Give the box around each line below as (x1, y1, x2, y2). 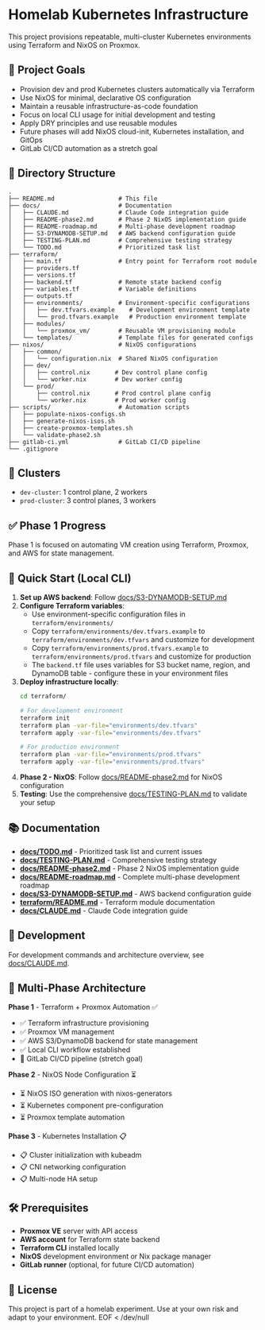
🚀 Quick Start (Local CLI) (8, 571, 132, 585)
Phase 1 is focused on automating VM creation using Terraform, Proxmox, (8, 540, 249, 550)
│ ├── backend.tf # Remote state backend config (8, 278, 222, 286)
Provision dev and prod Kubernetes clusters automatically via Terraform (19, 84, 255, 94)
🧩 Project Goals (8, 64, 86, 77)
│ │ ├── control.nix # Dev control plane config (8, 368, 208, 377)
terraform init (19, 713, 71, 722)
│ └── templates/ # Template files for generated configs (8, 334, 254, 342)
